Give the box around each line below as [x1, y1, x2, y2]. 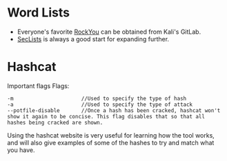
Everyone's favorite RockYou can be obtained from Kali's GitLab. [17, 28, 201, 36]
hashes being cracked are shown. [7, 119, 103, 126]
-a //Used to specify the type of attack [7, 101, 193, 108]
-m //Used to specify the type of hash [7, 95, 187, 102]
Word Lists [7, 5, 70, 21]
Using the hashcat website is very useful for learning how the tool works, [7, 131, 215, 139]
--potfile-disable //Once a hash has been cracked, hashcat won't [7, 107, 221, 114]
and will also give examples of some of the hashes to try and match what [7, 138, 215, 147]
